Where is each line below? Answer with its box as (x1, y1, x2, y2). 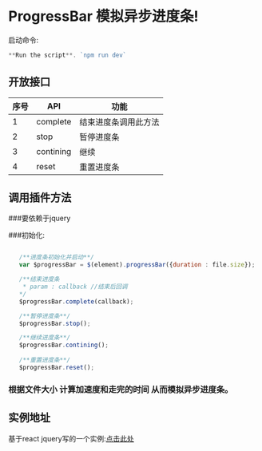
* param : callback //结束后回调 (22, 283, 128, 291)
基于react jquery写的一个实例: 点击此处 (8, 433, 134, 443)
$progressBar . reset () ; (18, 363, 94, 371)
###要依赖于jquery (8, 213, 71, 224)
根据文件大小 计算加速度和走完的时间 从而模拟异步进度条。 (8, 384, 233, 395)
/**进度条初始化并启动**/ (18, 253, 94, 262)
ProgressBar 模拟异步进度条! (8, 7, 199, 26)
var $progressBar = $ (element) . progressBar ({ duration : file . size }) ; (18, 261, 256, 269)
